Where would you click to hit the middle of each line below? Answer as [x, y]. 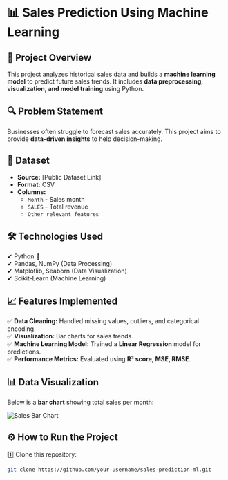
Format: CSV [36, 184]
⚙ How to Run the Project [63, 438]
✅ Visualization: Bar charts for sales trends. [70, 336]
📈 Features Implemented [63, 301]
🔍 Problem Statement [55, 112]
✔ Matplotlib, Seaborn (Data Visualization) [67, 271]
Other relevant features [63, 214]
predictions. [24, 352]
